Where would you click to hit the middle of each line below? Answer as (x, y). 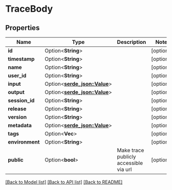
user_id (17, 76)
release (17, 109)
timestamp (21, 59)
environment (24, 142)
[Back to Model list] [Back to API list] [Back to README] (64, 182)
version (17, 117)
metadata (20, 125)
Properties (23, 28)
